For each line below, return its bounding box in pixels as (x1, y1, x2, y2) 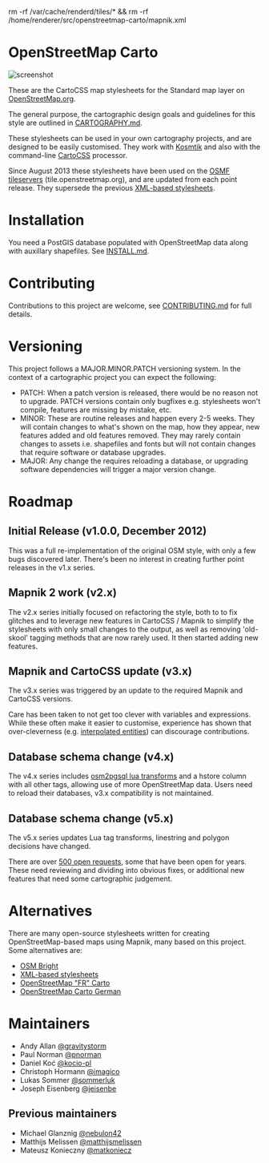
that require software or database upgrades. (19, 447, 167, 457)
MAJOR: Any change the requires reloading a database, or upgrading (19, 456, 248, 466)
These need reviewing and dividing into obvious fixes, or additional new (8, 866, 245, 874)
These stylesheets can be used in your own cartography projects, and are (8, 133, 252, 143)
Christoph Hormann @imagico (19, 1066, 120, 1076)
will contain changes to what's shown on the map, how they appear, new (19, 422, 260, 431)
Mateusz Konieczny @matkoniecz (19, 1145, 132, 1155)
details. (8, 309, 33, 319)
